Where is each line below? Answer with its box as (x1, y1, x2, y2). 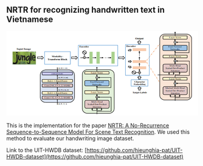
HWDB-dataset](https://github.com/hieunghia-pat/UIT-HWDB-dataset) (6, 153, 184, 160)
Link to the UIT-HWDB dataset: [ (6, 146, 87, 154)
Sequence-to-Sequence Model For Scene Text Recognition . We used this (6, 128, 190, 136)
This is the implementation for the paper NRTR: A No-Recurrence (6, 122, 170, 129)
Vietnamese (6, 15, 53, 25)
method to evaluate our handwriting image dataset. (6, 134, 134, 142)
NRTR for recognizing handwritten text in (6, 5, 165, 15)
